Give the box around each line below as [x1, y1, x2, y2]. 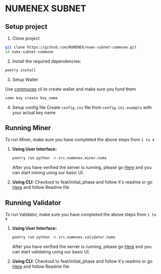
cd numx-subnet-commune [5, 49, 54, 54]
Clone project [12, 35, 40, 41]
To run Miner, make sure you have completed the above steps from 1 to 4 [5, 137, 155, 142]
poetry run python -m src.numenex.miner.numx [12, 156, 107, 160]
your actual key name [12, 110, 56, 115]
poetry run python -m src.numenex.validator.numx [12, 235, 116, 240]
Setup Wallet [12, 76, 38, 82]
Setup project [5, 23, 47, 31]
